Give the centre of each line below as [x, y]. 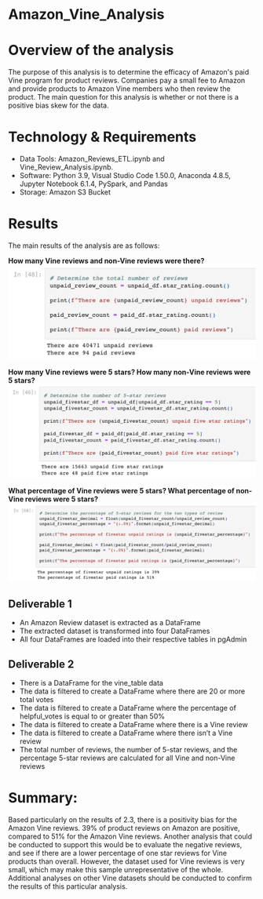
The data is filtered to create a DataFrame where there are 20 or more [132, 691]
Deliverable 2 [41, 664]
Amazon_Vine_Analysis [86, 15]
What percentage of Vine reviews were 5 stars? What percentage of [121, 490]
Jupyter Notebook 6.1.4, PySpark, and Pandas [94, 184]
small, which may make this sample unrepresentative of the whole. [116, 869]
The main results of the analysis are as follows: [84, 246]
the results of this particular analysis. [68, 886]
